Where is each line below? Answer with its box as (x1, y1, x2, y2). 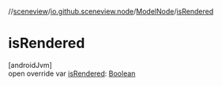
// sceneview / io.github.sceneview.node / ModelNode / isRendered (8, 7, 214, 16)
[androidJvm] (8, 60, 53, 69)
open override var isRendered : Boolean (8, 69, 136, 78)
